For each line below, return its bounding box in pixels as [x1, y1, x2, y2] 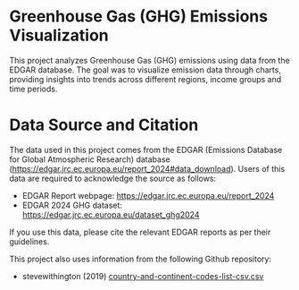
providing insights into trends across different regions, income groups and [9, 73, 282, 84]
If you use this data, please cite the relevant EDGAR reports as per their [9, 226, 271, 237]
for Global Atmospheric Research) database [9, 154, 171, 165]
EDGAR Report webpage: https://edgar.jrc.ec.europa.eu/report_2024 [21, 190, 275, 200]
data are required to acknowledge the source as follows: [9, 173, 217, 183]
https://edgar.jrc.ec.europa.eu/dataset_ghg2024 [21, 209, 200, 220]
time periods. [9, 83, 58, 94]
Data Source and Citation [9, 115, 199, 135]
